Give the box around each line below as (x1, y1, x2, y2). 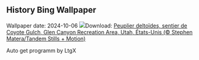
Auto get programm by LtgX (6, 47, 76, 54)
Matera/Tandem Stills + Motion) (6, 35, 86, 42)
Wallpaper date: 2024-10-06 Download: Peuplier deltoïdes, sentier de (6, 21, 187, 29)
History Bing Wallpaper (6, 5, 96, 15)
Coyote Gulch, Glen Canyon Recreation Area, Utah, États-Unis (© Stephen (6, 28, 193, 36)
